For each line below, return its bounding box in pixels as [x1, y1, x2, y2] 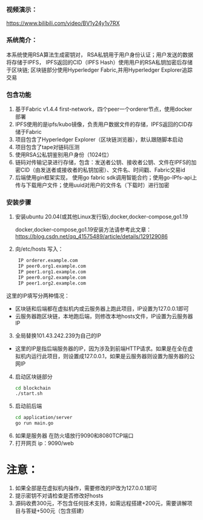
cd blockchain [15, 385, 51, 391]
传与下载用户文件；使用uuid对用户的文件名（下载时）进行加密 [15, 181, 170, 189]
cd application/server [15, 415, 73, 421]
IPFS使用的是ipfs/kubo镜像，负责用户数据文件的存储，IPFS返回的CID [15, 120, 188, 128]
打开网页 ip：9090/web [15, 440, 74, 447]
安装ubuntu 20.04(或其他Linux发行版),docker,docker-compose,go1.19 [15, 213, 188, 220]
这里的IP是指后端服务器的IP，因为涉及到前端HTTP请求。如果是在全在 [15, 345, 188, 352]
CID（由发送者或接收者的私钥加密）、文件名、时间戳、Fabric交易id [20, 166, 186, 173]
